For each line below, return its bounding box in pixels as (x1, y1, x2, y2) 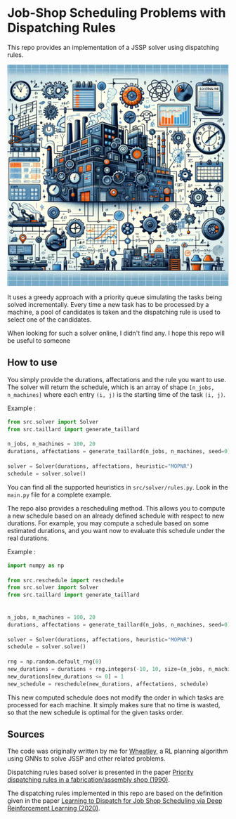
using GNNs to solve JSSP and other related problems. (7, 754, 166, 763)
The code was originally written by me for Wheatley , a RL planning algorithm (7, 747, 228, 756)
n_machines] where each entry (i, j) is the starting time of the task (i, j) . (7, 390, 226, 398)
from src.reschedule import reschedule (7, 577, 124, 584)
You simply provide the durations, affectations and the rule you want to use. (7, 375, 227, 384)
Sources (7, 728, 45, 740)
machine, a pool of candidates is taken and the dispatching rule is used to (7, 308, 221, 316)
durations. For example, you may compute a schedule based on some (7, 518, 209, 528)
